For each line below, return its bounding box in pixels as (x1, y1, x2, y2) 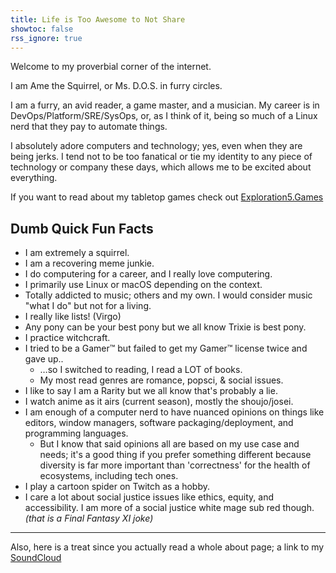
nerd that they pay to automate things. (10, 121, 168, 133)
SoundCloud (10, 552, 62, 564)
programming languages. (24, 427, 129, 440)
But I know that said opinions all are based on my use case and (39, 438, 300, 450)
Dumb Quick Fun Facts (10, 220, 154, 237)
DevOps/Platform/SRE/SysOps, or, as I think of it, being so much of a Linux (10, 110, 318, 122)
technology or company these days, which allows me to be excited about (10, 161, 312, 173)
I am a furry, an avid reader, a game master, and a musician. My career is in (10, 99, 320, 111)
